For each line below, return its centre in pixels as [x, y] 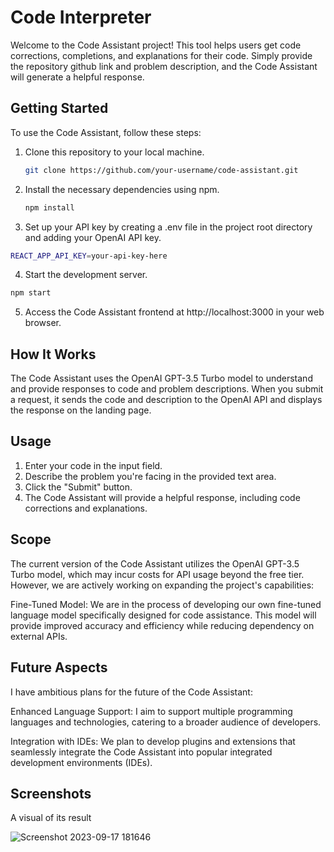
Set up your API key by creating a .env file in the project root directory [168, 227]
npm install [49, 207]
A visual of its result [51, 818]
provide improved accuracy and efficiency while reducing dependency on [162, 625]
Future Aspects [59, 667]
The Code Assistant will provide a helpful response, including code [162, 497]
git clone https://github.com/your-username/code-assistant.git [161, 170]
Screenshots [51, 793]
